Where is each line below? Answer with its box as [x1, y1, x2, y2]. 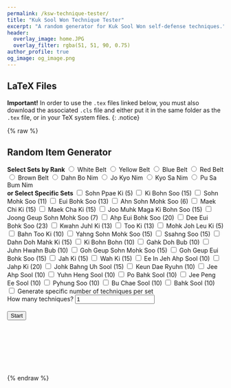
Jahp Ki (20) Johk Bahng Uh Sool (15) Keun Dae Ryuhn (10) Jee [7, 263, 218, 271]
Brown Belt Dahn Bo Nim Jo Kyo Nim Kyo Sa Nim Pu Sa [17, 173, 217, 182]
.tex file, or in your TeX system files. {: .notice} [7, 113, 140, 121]
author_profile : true [7, 49, 69, 56]
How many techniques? [7, 295, 74, 303]
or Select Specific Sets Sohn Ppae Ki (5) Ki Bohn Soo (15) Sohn [7, 189, 219, 197]
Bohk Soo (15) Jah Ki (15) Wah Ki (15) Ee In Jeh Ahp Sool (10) [7, 255, 210, 263]
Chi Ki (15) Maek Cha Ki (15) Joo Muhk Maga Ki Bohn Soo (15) [7, 206, 203, 214]
